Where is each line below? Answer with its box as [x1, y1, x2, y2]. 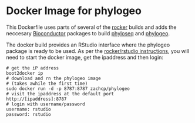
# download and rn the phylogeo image [6, 75, 101, 81]
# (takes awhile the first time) [6, 81, 88, 87]
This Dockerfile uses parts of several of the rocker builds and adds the [6, 24, 177, 31]
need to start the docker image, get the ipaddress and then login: [6, 54, 163, 61]
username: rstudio [6, 106, 51, 112]
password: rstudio [6, 111, 51, 117]
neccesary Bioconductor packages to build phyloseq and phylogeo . [6, 29, 170, 36]
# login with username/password [6, 101, 85, 107]
